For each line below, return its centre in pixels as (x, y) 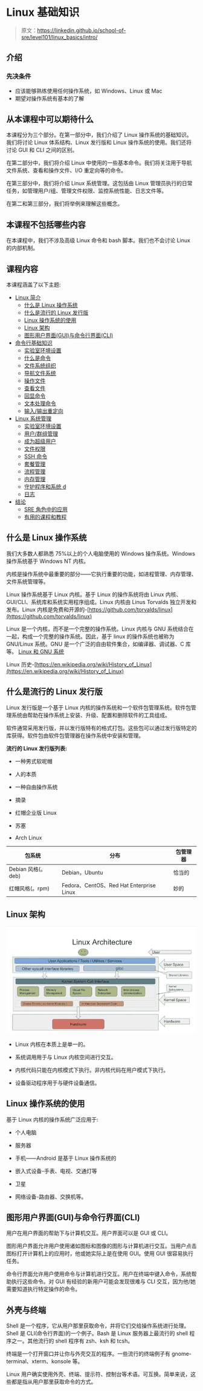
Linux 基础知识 (43, 12)
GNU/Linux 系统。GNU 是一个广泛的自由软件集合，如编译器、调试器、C (95, 644)
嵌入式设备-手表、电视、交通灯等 (56, 1171)
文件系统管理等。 (27, 581)
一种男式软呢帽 (34, 761)
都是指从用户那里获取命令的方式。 (54, 1382)
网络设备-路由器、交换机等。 (51, 1197)
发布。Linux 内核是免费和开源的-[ (48, 610)
